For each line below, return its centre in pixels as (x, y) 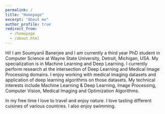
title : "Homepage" (25, 15)
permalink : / (19, 10)
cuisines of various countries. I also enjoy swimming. (60, 106)
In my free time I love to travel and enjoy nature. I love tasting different (78, 100)
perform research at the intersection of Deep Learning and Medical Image (82, 69)
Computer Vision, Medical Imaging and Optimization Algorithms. (72, 91)
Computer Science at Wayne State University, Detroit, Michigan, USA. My (82, 58)
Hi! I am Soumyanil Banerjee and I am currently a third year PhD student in (83, 53)
